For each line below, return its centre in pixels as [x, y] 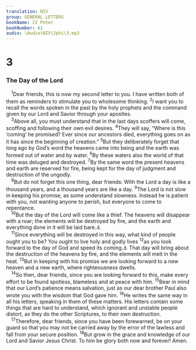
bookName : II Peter [30, 22]
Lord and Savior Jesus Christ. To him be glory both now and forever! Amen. [97, 341]
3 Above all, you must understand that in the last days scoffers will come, [99, 121]
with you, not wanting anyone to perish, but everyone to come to [84, 201]
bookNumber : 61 [25, 28]
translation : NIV [27, 11]
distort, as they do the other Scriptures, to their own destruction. [84, 314]
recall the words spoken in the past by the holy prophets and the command [97, 107]
